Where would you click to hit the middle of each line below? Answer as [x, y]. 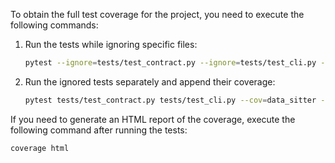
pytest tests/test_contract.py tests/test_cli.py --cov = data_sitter [170, 100]
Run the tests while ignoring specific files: [111, 44]
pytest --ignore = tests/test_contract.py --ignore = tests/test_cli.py [170, 63]
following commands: [54, 25]
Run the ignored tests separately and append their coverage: [150, 81]
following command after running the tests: [99, 130]
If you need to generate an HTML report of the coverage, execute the [153, 119]
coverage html [40, 148]
